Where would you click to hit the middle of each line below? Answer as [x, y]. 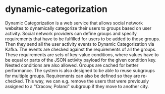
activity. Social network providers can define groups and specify [71, 33]
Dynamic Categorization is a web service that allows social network [74, 23]
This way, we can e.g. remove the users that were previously [87, 81]
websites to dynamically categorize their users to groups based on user [78, 28]
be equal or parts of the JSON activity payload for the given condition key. [81, 60]
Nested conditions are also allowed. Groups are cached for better [72, 65]
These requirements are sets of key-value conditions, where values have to [82, 54]
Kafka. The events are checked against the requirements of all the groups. [81, 49]
